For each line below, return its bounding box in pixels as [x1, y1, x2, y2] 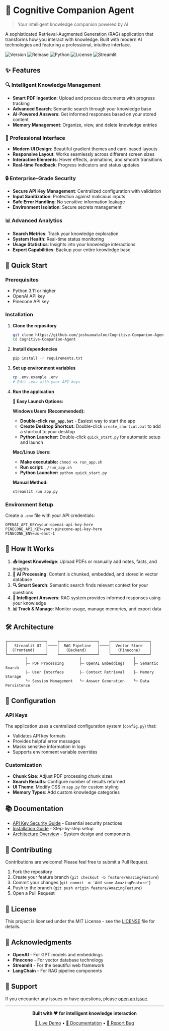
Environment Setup [5, 501, 54, 508]
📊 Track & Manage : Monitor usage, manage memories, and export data [12, 605, 162, 612]
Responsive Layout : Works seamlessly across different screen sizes [12, 151, 155, 157]
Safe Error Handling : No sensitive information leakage [12, 199, 125, 205]
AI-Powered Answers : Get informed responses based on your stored [12, 111, 157, 117]
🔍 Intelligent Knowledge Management [5, 82, 101, 89]
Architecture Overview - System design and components [12, 831, 131, 837]
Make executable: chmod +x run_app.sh [20, 459, 103, 465]
